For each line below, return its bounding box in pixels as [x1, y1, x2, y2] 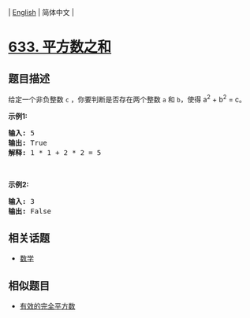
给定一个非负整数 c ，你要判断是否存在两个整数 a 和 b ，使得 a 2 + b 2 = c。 [8, 94, 247, 104]
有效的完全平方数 [19, 301, 76, 311]
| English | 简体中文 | [8, 8, 75, 17]
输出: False [8, 206, 52, 216]
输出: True [8, 138, 47, 147]
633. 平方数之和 [8, 39, 112, 56]
